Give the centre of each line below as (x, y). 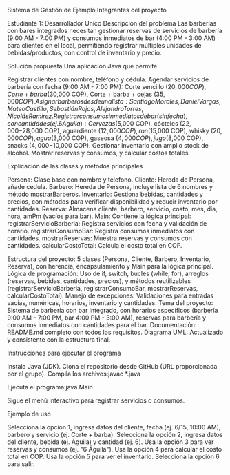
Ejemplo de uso (29, 414)
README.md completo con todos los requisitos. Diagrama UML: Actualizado (115, 332)
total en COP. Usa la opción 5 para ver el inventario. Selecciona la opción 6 (114, 456)
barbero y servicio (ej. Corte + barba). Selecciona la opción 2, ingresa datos (115, 435)
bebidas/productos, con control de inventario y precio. (84, 52)
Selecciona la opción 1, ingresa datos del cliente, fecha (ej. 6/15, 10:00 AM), (114, 427)
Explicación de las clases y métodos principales (75, 166)
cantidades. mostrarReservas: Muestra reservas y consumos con (100, 238)
